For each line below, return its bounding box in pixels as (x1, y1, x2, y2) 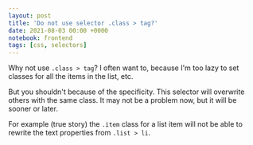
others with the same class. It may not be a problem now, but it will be (8, 96, 237, 105)
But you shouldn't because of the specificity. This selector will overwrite (8, 87, 245, 96)
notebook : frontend (8, 33, 73, 42)
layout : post (8, 11, 52, 20)
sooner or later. (8, 104, 58, 114)
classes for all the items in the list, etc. (8, 72, 134, 81)
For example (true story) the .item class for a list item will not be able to (8, 120, 243, 129)
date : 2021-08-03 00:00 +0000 (8, 26, 109, 34)
